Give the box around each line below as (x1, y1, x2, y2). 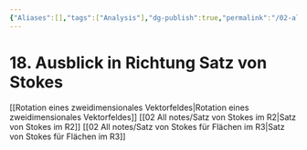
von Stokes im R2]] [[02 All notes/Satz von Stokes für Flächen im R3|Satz (9, 121, 285, 132)
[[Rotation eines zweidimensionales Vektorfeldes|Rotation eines (9, 102, 249, 113)
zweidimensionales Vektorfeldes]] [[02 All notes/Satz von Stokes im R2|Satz (9, 111, 297, 123)
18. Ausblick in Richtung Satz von (9, 52, 268, 73)
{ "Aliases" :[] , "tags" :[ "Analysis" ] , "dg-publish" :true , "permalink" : (9, 13, 272, 23)
